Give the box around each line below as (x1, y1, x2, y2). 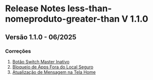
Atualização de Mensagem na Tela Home (12, 69, 96, 75)
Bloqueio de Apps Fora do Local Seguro (12, 64, 94, 70)
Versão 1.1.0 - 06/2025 (5, 33, 76, 41)
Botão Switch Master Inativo (12, 58, 70, 64)
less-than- (67, 3, 112, 14)
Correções (5, 48, 31, 54)
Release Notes (5, 3, 66, 14)
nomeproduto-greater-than (5, 13, 120, 25)
